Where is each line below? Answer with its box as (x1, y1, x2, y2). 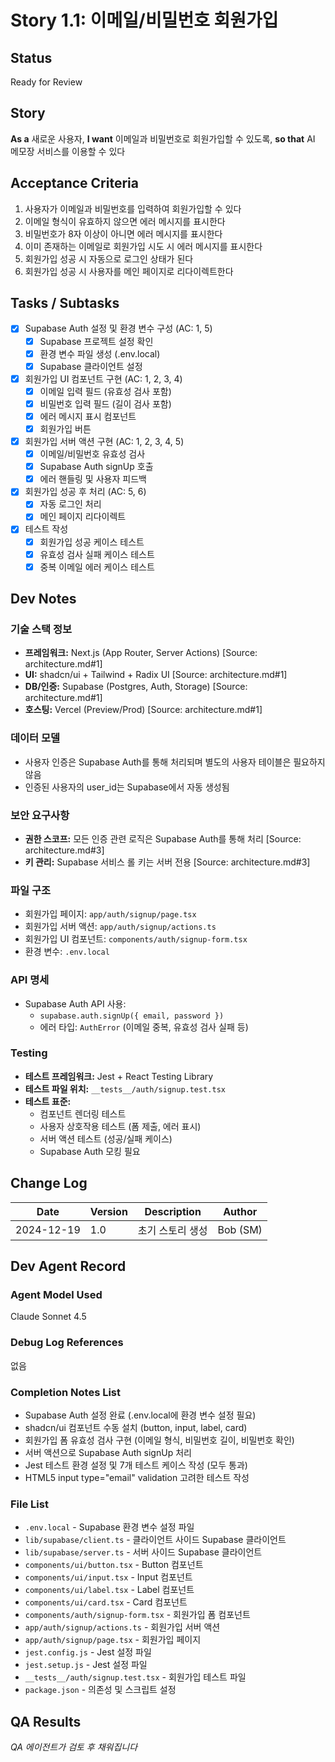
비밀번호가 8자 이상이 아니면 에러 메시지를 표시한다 (24, 227, 223, 240)
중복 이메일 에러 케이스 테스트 (39, 561, 155, 573)
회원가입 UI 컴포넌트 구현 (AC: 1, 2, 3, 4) (24, 372, 183, 385)
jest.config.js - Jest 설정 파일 (24, 1646, 152, 1658)
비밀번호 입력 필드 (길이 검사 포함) (39, 397, 172, 410)
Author (223, 1204, 258, 1218)
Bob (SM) (217, 1222, 263, 1236)
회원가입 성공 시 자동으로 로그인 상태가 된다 (24, 252, 194, 265)
